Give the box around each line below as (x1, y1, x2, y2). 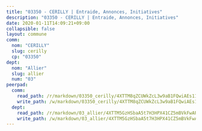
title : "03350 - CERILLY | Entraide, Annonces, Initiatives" (6, 8, 163, 15)
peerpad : (6, 82, 28, 88)
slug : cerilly (11, 48, 47, 54)
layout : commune (6, 31, 47, 37)
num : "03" (11, 76, 36, 82)
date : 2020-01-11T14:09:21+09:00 (6, 20, 90, 26)
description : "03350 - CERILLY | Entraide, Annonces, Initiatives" (6, 14, 179, 21)
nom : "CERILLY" (11, 43, 50, 49)
